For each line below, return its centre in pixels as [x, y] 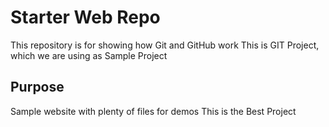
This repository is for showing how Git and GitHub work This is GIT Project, [165, 45]
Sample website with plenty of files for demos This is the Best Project [153, 111]
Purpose [37, 87]
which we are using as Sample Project [89, 55]
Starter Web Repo [85, 17]
